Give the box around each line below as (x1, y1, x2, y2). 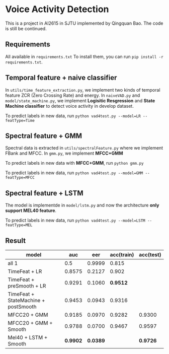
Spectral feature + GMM (5, 131, 82, 140)
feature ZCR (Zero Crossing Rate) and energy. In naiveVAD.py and (5, 92, 140, 98)
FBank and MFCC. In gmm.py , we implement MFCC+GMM (5, 150, 123, 157)
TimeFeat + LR (8, 268, 42, 275)
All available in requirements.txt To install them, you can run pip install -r (5, 53, 163, 59)
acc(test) (139, 251, 161, 258)
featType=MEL (5, 223, 33, 228)
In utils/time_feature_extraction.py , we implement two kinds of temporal (5, 87, 160, 93)
